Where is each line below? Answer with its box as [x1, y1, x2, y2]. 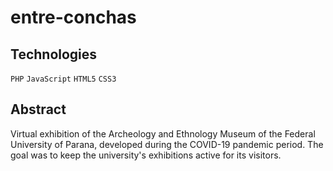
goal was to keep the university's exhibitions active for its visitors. [10, 149, 282, 161]
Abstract [10, 101, 67, 118]
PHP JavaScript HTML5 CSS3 [10, 74, 117, 84]
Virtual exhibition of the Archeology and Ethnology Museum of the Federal [10, 127, 316, 140]
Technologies [10, 46, 98, 63]
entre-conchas [10, 6, 137, 29]
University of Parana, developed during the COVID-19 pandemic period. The [10, 138, 324, 150]
